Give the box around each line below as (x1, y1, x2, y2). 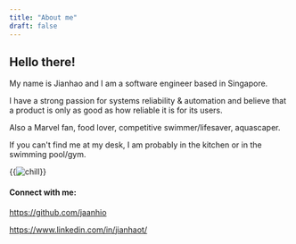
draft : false (9, 21, 58, 30)
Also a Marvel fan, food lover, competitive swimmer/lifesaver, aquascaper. (9, 122, 281, 133)
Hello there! (9, 55, 76, 70)
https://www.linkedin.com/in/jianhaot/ (9, 224, 148, 235)
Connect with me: (9, 187, 78, 198)
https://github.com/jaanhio (9, 206, 107, 217)
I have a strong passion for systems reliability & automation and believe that (9, 96, 287, 106)
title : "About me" (9, 13, 78, 22)
